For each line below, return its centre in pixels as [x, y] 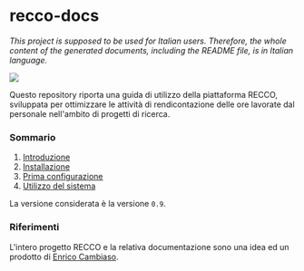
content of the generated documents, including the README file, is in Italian [152, 50]
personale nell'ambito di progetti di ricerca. [90, 113]
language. [29, 60]
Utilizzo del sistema [59, 186]
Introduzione [46, 157]
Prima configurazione [63, 177]
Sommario [33, 137]
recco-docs [54, 16]
